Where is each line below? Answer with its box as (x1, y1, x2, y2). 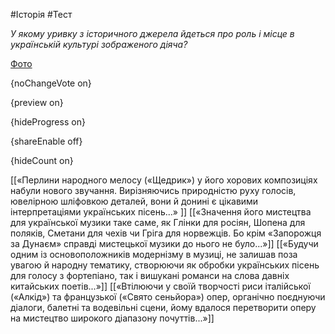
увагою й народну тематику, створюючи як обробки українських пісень (10, 259, 320, 271)
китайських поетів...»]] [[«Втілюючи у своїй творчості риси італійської (10, 280, 311, 292)
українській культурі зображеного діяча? (10, 39, 188, 50)
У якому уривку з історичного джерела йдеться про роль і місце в (10, 28, 295, 39)
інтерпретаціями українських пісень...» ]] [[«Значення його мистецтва (10, 206, 312, 218)
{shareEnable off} (10, 135, 83, 147)
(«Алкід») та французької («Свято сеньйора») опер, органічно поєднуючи (10, 291, 326, 303)
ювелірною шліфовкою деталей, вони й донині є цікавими (10, 195, 259, 207)
